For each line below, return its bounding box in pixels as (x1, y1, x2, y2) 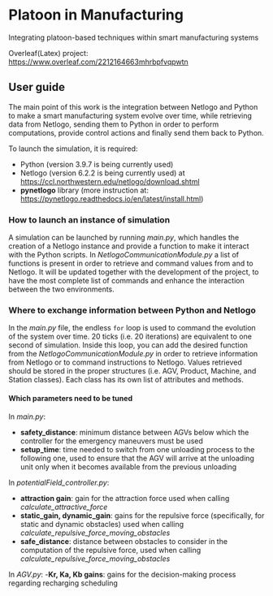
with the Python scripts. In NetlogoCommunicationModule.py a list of (8, 250, 240, 260)
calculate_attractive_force (19, 502, 108, 512)
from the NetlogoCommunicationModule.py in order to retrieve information (8, 349, 258, 359)
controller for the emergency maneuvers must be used (19, 436, 203, 446)
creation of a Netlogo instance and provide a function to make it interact (8, 241, 249, 251)
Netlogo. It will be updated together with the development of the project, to (8, 267, 259, 277)
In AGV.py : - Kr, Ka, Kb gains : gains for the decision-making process (8, 569, 236, 579)
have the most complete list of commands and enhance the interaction (8, 276, 245, 286)
